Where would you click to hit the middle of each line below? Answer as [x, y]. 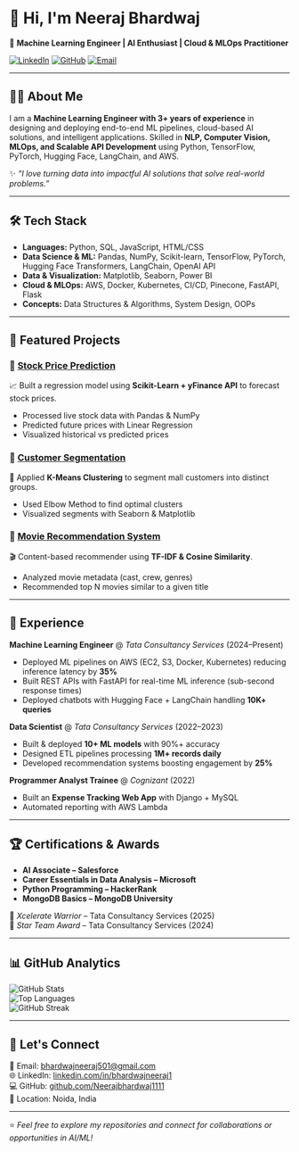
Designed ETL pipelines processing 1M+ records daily [121, 753]
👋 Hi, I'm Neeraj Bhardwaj [105, 18]
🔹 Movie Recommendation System [85, 536]
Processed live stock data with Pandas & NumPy [111, 416]
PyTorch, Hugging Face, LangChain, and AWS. [94, 156]
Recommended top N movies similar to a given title [115, 586]
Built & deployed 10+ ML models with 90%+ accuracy [121, 743]
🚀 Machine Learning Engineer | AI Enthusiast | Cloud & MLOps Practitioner [149, 43]
